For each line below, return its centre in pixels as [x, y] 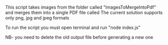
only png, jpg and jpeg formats [37, 18]
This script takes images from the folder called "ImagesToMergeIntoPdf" [81, 7]
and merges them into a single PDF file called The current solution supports [84, 12]
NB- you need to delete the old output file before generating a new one [79, 37]
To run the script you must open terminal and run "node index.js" [73, 27]
